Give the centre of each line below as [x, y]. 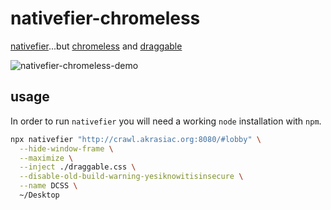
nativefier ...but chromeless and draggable [96, 46]
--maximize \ [46, 158]
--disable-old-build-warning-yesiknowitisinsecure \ [131, 177]
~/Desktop [39, 195]
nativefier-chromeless [105, 18]
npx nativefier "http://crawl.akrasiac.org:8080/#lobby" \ [136, 139]
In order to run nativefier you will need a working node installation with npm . [166, 121]
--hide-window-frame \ [66, 148]
